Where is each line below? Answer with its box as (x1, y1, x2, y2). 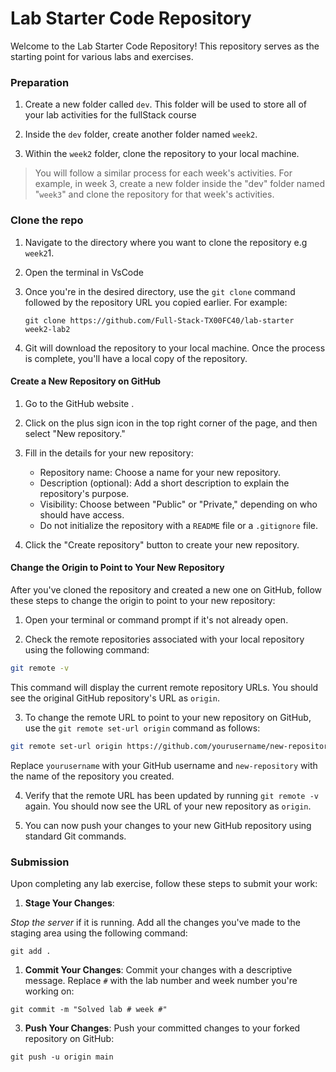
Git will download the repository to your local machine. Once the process (24, 342, 326, 354)
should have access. (39, 508, 125, 521)
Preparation (10, 75, 70, 89)
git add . (10, 946, 52, 956)
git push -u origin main (10, 1052, 114, 1062)
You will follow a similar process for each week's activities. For (34, 167, 293, 179)
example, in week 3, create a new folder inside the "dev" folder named (34, 178, 325, 190)
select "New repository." (24, 427, 126, 439)
